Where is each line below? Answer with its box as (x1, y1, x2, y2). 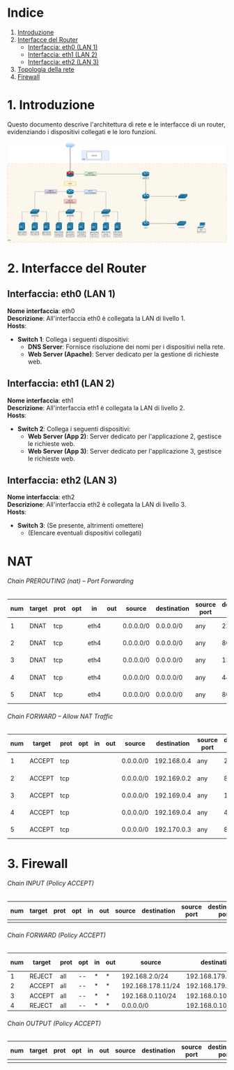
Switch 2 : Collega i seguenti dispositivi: (17, 424, 131, 433)
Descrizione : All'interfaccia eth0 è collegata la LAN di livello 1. (7, 314, 186, 322)
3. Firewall (7, 855, 68, 872)
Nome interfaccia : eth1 (7, 396, 74, 405)
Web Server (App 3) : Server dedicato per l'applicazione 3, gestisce (27, 447, 222, 455)
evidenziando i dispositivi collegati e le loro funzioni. (7, 127, 157, 136)
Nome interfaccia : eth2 (7, 493, 75, 501)
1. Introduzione (7, 97, 95, 113)
